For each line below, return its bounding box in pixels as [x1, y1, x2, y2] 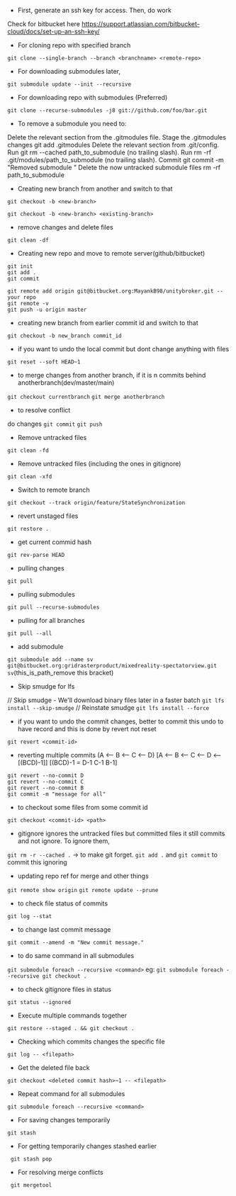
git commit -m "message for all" [7, 791, 106, 798]
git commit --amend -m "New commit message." [7, 939, 144, 946]
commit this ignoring [7, 858, 67, 867]
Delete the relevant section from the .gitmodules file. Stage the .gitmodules [7, 133, 227, 141]
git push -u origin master [7, 306, 87, 313]
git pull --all [7, 630, 52, 637]
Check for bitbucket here [7, 20, 80, 28]
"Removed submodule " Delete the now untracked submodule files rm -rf [7, 163, 221, 171]
